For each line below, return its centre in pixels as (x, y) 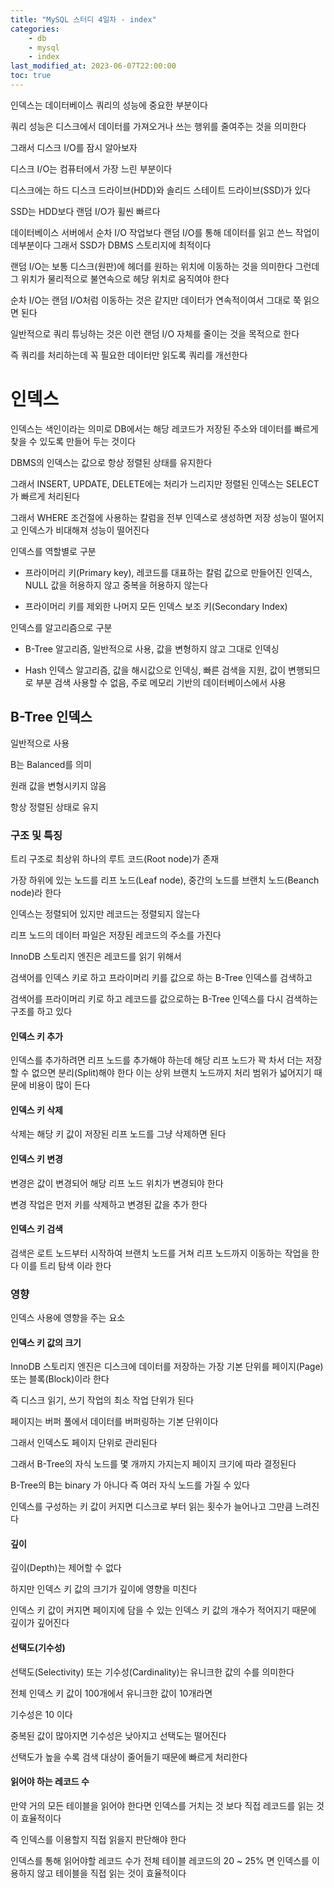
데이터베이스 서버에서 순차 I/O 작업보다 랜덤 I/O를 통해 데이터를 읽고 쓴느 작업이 (165, 232)
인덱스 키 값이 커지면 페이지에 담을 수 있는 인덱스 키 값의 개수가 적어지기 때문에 (163, 1610)
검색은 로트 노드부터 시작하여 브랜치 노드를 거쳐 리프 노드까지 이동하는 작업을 (160, 1253)
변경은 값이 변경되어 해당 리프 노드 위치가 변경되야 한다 (117, 1183)
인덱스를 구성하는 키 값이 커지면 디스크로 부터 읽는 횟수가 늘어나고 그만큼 (151, 1507)
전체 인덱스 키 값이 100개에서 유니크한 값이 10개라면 (111, 1693)
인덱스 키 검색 (36, 1229)
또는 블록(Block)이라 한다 (60, 1379)
